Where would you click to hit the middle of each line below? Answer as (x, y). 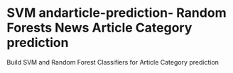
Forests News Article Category (99, 28)
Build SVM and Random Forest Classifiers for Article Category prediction (113, 62)
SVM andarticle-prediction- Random (116, 13)
